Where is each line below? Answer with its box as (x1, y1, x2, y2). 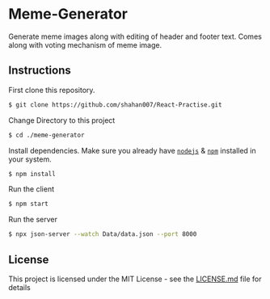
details (8, 282, 31, 292)
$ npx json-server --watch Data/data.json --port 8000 (8, 230, 197, 238)
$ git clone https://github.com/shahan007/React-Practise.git (8, 100, 222, 109)
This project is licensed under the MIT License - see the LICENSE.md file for (8, 274, 262, 284)
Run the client (8, 184, 55, 194)
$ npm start (8, 200, 49, 208)
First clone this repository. (8, 85, 95, 95)
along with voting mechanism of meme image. (8, 40, 162, 49)
